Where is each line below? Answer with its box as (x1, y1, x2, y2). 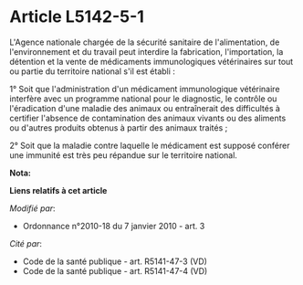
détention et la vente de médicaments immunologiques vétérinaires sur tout (9, 56, 294, 67)
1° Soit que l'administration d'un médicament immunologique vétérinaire (9, 83, 280, 94)
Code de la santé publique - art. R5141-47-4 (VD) (22, 265, 208, 276)
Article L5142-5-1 (9, 6, 144, 27)
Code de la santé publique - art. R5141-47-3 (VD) (22, 256, 208, 267)
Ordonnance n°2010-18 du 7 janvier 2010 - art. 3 (22, 220, 205, 231)
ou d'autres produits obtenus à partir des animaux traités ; (9, 121, 228, 133)
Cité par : (9, 237, 43, 248)
